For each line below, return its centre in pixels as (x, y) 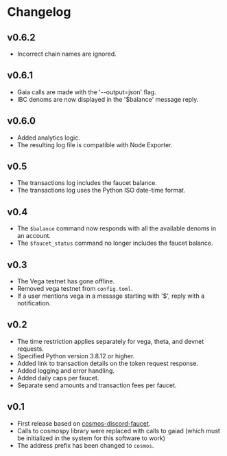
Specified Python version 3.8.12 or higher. (76, 356)
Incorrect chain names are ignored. (67, 54)
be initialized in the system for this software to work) (91, 438)
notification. (34, 303)
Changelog (39, 12)
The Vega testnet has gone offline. (66, 281)
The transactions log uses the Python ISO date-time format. (101, 191)
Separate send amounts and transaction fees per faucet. (97, 385)
